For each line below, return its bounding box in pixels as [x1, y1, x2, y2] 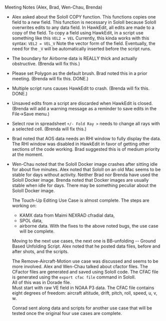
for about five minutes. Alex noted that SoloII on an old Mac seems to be [11, 167, 161, 172]
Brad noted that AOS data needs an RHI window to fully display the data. [11, 136, 161, 141]
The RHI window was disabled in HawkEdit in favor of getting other [11, 141, 150, 147]
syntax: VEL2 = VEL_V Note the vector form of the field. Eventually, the [11, 40, 155, 46]
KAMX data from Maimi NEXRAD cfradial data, [19, 212, 115, 218]
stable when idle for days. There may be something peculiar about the [11, 182, 156, 188]
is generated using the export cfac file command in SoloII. [11, 274, 136, 280]
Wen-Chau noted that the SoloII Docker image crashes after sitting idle [11, 161, 158, 167]
